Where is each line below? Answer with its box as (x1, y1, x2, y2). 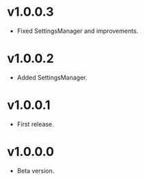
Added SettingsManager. (16, 73, 88, 81)
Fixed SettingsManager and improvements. (16, 27, 139, 35)
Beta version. (16, 166, 55, 175)
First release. (16, 120, 54, 128)
